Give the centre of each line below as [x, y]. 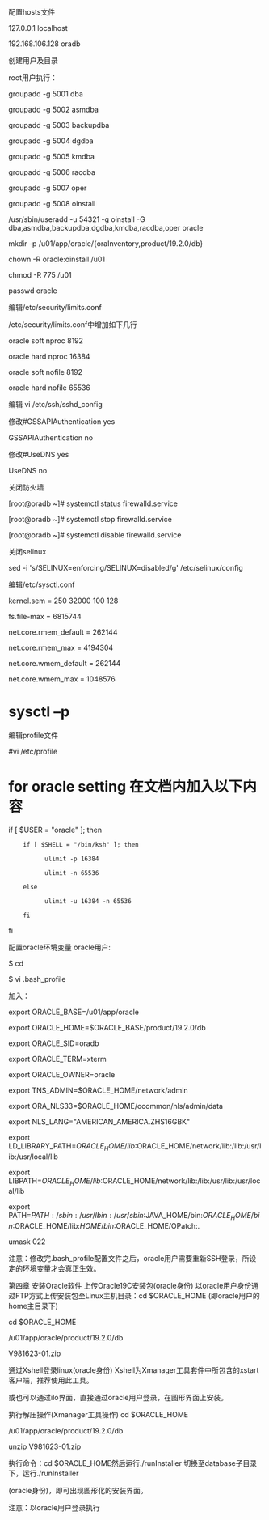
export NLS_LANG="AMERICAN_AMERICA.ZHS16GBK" [99, 1121]
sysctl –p [39, 712]
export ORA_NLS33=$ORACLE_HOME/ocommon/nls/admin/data [116, 1106]
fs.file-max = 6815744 [45, 616]
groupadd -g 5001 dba [46, 94]
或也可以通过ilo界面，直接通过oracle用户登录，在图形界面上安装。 [118, 1398]
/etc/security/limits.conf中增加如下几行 [73, 325]
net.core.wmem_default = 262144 [65, 663]
